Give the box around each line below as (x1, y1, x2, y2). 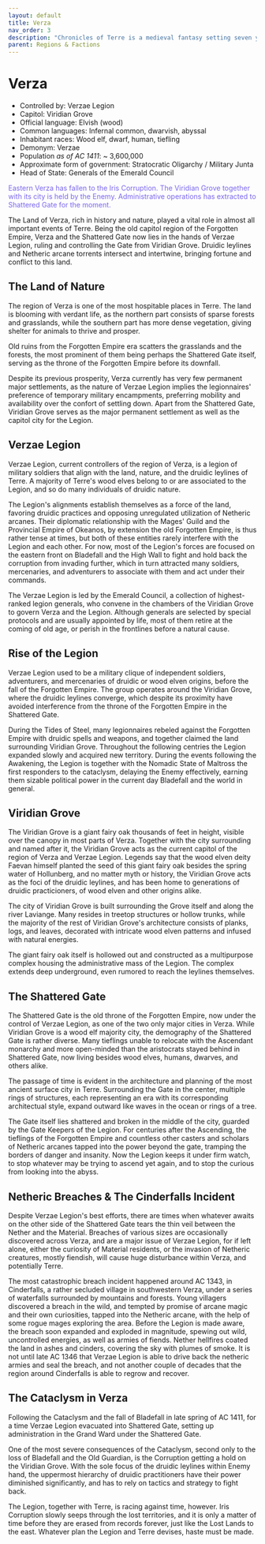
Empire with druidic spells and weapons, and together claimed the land (8, 733, 239, 742)
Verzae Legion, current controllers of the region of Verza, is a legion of (8, 459, 238, 469)
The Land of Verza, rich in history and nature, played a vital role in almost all (8, 215, 255, 225)
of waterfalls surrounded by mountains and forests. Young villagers (8, 1293, 227, 1303)
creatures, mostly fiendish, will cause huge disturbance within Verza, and (8, 1252, 247, 1262)
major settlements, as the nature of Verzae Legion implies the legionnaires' (8, 382, 252, 391)
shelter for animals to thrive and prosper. (8, 326, 140, 335)
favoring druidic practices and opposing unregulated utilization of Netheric (8, 508, 251, 518)
